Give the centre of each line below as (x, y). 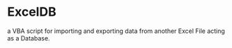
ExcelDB (32, 12)
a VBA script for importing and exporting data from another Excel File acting (116, 31)
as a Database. (29, 38)
